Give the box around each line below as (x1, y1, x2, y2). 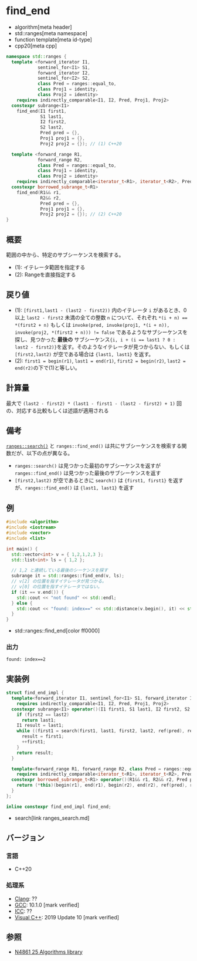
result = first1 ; (21, 733, 64, 740)
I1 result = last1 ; (16, 723, 64, 729)
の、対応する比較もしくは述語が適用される (6, 407, 109, 414)
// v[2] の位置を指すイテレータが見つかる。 (11, 578, 107, 584)
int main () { (6, 546, 38, 552)
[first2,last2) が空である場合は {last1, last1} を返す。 (14, 350, 154, 357)
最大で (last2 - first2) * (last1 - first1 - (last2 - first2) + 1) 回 (6, 400, 182, 407)
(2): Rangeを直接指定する (14, 271, 76, 278)
